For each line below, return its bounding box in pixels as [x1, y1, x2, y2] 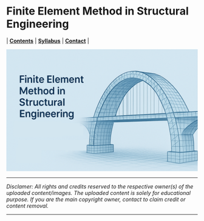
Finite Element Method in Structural [6, 4, 189, 18]
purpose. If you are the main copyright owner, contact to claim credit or [6, 196, 186, 203]
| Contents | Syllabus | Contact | [6, 37, 89, 44]
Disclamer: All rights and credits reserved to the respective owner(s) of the [6, 183, 194, 190]
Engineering [6, 17, 69, 31]
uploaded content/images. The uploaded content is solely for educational [6, 189, 191, 196]
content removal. [6, 202, 49, 209]
